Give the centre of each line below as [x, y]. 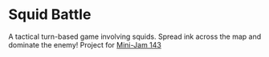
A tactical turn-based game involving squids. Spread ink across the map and [135, 36]
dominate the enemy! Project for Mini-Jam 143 [85, 44]
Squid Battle [50, 15]
